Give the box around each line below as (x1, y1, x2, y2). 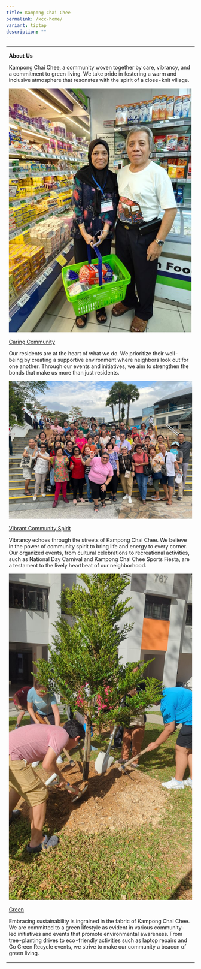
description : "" (6, 29, 47, 35)
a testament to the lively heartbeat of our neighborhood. (8, 562, 147, 569)
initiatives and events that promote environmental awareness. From (17, 930, 182, 937)
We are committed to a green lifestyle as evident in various (8, 923, 153, 931)
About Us (8, 52, 33, 59)
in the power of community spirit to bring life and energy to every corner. (8, 542, 188, 550)
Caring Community (8, 339, 56, 345)
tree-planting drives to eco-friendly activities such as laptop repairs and (8, 937, 187, 944)
